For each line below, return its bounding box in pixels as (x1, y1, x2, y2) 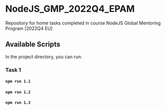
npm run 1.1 (5, 79, 31, 84)
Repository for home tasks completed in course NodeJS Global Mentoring (5, 20, 161, 26)
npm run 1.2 (5, 90, 31, 95)
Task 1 (5, 66, 21, 73)
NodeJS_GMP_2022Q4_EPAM (5, 3, 135, 15)
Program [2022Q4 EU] (5, 25, 53, 31)
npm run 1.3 (5, 100, 31, 105)
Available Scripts (5, 40, 60, 49)
